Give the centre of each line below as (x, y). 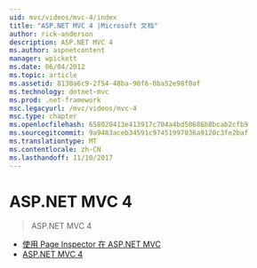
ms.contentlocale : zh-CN (55, 149)
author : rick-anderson (51, 34)
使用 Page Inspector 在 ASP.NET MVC (92, 244)
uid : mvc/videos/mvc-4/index (63, 17)
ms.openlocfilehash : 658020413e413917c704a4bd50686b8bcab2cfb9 (129, 125)
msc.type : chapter (43, 116)
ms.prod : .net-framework (55, 100)
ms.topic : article (43, 75)
